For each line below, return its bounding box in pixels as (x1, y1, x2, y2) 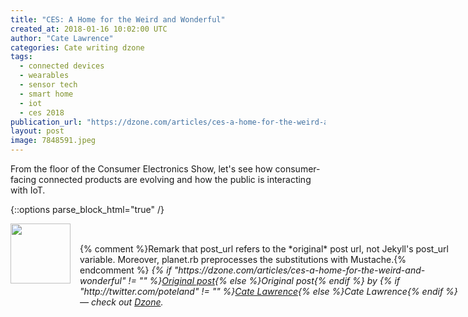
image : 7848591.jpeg (10, 136, 97, 146)
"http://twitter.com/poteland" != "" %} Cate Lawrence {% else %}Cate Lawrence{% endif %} (79, 286, 458, 297)
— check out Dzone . (79, 296, 164, 308)
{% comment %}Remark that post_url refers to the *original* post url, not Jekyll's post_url (79, 243, 449, 255)
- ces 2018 (19, 107, 65, 118)
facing (10, 174, 37, 185)
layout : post (10, 126, 65, 136)
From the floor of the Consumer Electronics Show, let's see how (10, 163, 273, 175)
